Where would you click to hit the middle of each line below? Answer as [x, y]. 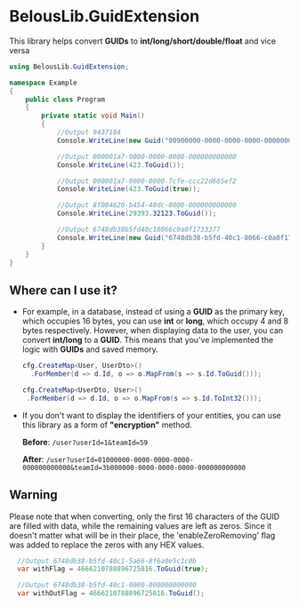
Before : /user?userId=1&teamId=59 [85, 442]
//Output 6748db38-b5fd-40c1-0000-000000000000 [107, 585]
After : [33, 459]
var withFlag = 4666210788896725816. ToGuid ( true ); [113, 569]
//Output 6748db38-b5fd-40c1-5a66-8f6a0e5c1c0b [107, 561]
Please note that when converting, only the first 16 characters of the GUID [145, 516]
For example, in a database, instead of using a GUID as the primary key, [153, 312]
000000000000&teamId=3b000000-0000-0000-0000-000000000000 [134, 467]
